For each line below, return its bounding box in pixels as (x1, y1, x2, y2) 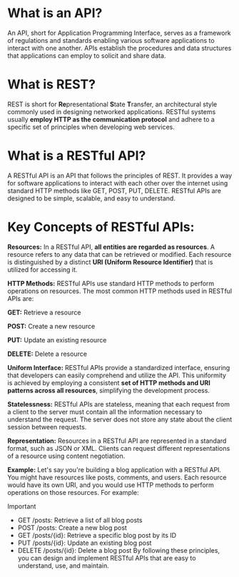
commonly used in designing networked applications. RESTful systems (7, 107, 216, 116)
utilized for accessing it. (7, 265, 78, 274)
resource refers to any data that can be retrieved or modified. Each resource (7, 250, 232, 258)
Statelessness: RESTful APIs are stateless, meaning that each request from (7, 399, 230, 408)
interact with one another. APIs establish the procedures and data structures (7, 44, 232, 52)
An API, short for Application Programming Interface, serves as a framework (7, 29, 232, 37)
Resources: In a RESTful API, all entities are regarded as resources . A (7, 242, 215, 251)
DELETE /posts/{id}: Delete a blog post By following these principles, (17, 546, 220, 554)
